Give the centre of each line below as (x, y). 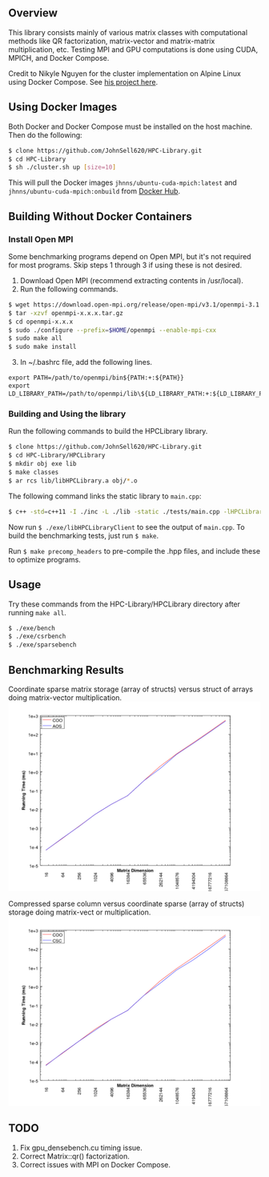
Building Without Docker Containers (100, 216)
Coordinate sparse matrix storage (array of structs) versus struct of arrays (131, 689)
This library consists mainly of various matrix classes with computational (128, 32)
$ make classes (34, 472)
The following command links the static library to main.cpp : (105, 496)
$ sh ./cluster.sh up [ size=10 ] (62, 167)
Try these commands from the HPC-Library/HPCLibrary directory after (124, 604)
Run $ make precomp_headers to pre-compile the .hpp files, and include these (134, 550)
